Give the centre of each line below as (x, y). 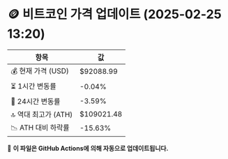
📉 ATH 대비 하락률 (40, 128)
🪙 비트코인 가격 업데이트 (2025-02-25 (114, 14)
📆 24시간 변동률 (36, 101)
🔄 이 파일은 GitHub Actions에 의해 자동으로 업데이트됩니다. (88, 148)
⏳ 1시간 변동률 (34, 86)
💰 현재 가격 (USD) (40, 70)
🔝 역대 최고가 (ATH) (42, 114)
